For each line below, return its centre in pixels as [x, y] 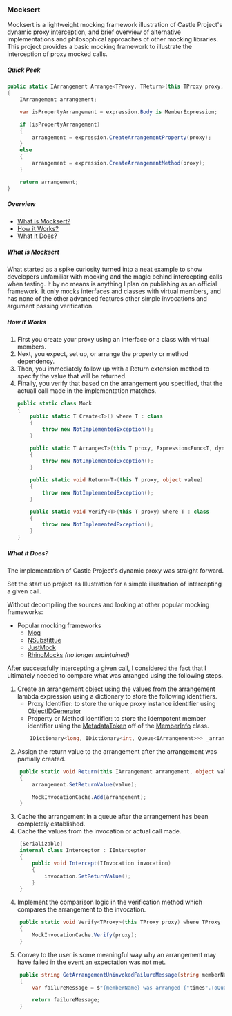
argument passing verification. [51, 306]
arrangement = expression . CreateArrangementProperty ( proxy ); [122, 137]
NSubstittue [44, 640]
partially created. [41, 759]
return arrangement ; [49, 182]
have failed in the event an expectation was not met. [91, 962]
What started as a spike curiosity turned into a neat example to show [105, 269]
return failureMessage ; [66, 1000]
